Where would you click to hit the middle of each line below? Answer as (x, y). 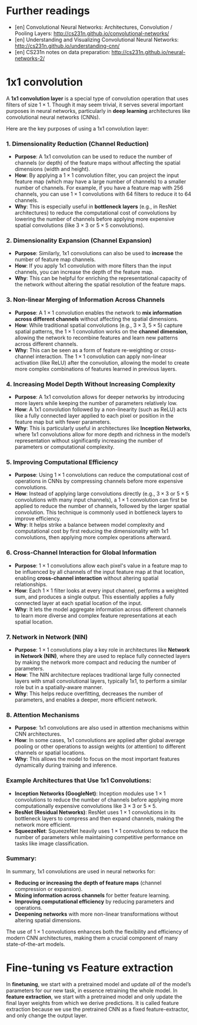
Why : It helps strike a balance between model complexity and (89, 525)
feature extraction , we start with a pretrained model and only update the (94, 996)
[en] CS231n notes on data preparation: (62, 52)
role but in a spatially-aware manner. (59, 687)
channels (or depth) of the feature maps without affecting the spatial (97, 163)
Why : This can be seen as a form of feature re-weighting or (87, 350)
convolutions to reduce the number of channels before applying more (99, 799)
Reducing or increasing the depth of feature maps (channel (88, 883)
